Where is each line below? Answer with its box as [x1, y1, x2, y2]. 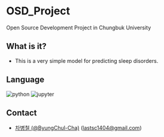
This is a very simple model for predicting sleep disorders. [14, 57, 159, 64]
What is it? [6, 41, 47, 51]
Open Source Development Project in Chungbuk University [6, 24, 151, 31]
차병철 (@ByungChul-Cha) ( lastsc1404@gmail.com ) [14, 124, 142, 132]
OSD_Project [6, 4, 71, 18]
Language [6, 75, 45, 85]
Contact [6, 108, 37, 118]
